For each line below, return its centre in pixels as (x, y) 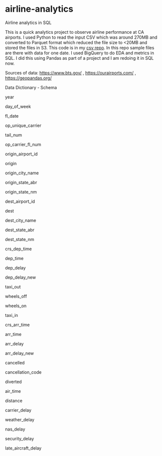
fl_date (12, 116)
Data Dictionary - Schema (31, 87)
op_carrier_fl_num (23, 144)
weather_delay (20, 419)
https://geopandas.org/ (29, 78)
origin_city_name (22, 173)
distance (14, 401)
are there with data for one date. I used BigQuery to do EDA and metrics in (80, 53)
